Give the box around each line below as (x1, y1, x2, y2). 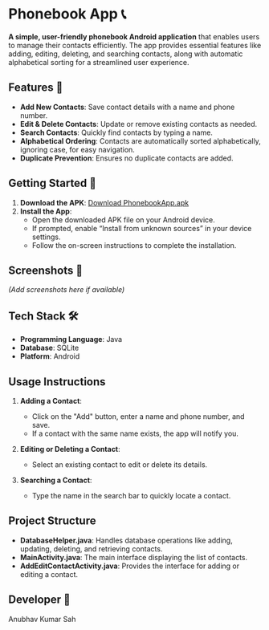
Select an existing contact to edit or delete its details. (31, 460, 208, 469)
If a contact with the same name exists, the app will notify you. (31, 429, 239, 438)
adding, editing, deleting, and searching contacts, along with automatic (8, 49, 243, 59)
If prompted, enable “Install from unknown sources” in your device (31, 223, 252, 233)
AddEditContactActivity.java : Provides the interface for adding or (19, 561, 239, 571)
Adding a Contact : (19, 396, 83, 405)
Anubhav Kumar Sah (8, 614, 76, 624)
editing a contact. (19, 569, 79, 579)
